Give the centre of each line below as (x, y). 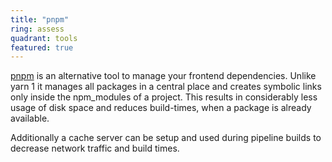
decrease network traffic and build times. (95, 148)
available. (30, 118)
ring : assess (37, 29)
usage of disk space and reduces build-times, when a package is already (161, 108)
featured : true (42, 47)
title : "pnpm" (40, 19)
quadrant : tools (44, 38)
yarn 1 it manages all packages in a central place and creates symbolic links (166, 87)
